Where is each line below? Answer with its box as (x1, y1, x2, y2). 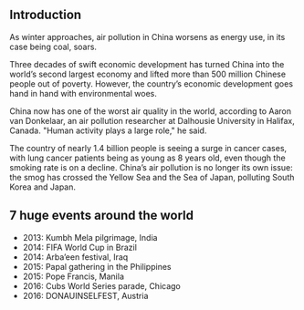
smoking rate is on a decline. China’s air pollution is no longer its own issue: (9, 161, 294, 172)
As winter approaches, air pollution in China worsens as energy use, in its (9, 31, 286, 42)
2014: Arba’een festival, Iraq (22, 251, 129, 263)
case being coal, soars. (9, 41, 98, 52)
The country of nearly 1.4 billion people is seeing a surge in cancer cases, (9, 142, 288, 153)
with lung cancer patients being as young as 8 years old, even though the (9, 152, 286, 163)
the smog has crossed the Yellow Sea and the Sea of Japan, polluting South (9, 171, 295, 182)
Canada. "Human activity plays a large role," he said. (9, 125, 207, 136)
